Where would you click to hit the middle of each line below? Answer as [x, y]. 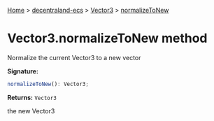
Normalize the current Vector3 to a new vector [74, 57]
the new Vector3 [31, 111]
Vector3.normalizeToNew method [107, 38]
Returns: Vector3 [32, 97]
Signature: [23, 71]
